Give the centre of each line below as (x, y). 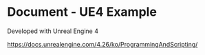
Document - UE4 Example (82, 12)
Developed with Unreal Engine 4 (53, 31)
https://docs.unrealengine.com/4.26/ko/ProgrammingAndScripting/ (102, 44)
